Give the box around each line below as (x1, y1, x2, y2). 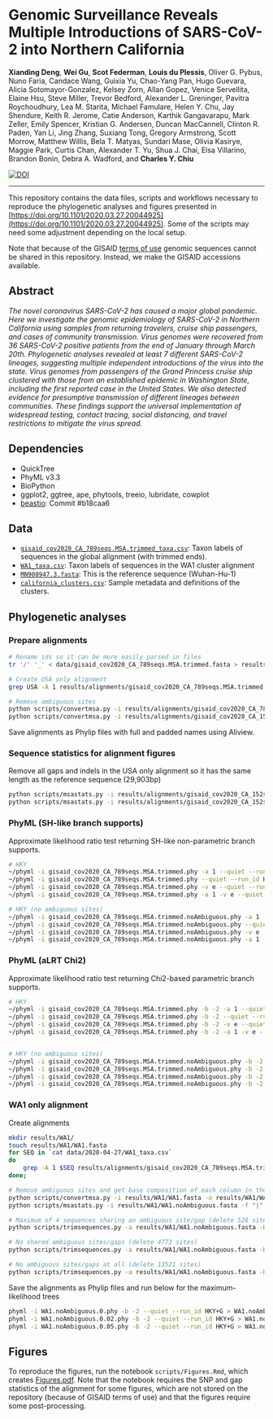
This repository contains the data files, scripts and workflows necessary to (8, 193, 258, 203)
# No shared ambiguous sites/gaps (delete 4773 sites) (8, 1238, 198, 1246)
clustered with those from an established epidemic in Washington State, (8, 374, 250, 384)
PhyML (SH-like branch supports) (8, 817, 144, 829)
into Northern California (20, 41, 185, 59)
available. (8, 261, 41, 270)
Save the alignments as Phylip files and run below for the (8, 1282, 199, 1292)
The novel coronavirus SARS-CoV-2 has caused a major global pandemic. (8, 305, 258, 315)
